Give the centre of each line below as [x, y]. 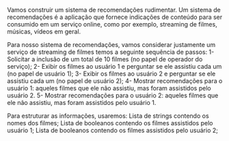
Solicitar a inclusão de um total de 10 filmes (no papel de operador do [105, 59]
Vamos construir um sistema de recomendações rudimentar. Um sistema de [114, 10]
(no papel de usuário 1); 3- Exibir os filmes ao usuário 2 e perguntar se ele [111, 74]
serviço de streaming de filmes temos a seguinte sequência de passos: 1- [111, 52]
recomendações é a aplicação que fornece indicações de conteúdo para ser [115, 17]
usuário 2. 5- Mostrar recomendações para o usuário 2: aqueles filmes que [113, 95]
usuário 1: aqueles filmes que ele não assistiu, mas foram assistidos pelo [109, 88]
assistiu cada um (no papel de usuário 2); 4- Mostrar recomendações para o [115, 81]
